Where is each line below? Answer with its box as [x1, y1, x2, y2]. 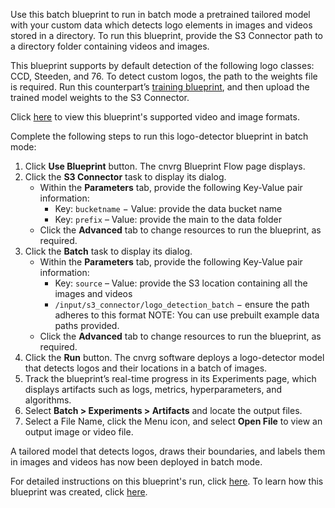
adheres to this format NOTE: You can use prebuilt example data [54, 309, 320, 321]
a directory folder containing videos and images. [10, 40, 210, 52]
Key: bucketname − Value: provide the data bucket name [54, 203, 283, 214]
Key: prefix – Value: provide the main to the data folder [54, 214, 282, 225]
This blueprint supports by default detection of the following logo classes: [10, 60, 315, 71]
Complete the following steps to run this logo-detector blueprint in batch [10, 130, 309, 142]
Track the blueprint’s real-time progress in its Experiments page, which [24, 373, 317, 384]
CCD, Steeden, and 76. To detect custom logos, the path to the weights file [10, 70, 318, 82]
